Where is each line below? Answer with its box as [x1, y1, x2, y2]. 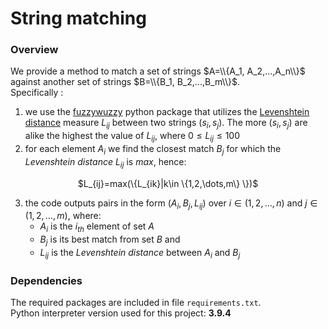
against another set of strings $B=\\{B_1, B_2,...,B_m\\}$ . [10, 76, 240, 88]
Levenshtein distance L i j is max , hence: [24, 155, 187, 170]
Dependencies [10, 273, 83, 287]
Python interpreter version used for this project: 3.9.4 [10, 307, 232, 319]
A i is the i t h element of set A [39, 220, 155, 235]
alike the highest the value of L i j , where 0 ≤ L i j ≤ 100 [24, 130, 241, 144]
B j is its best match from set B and [39, 233, 181, 248]
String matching [10, 7, 147, 30]
